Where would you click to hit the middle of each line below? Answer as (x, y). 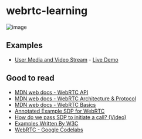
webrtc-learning (47, 11)
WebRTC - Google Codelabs (49, 130)
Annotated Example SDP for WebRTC (60, 111)
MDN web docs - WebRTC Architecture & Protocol (75, 99)
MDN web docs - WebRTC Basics (55, 104)
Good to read (30, 78)
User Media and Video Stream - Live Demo (66, 59)
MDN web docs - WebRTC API (51, 92)
